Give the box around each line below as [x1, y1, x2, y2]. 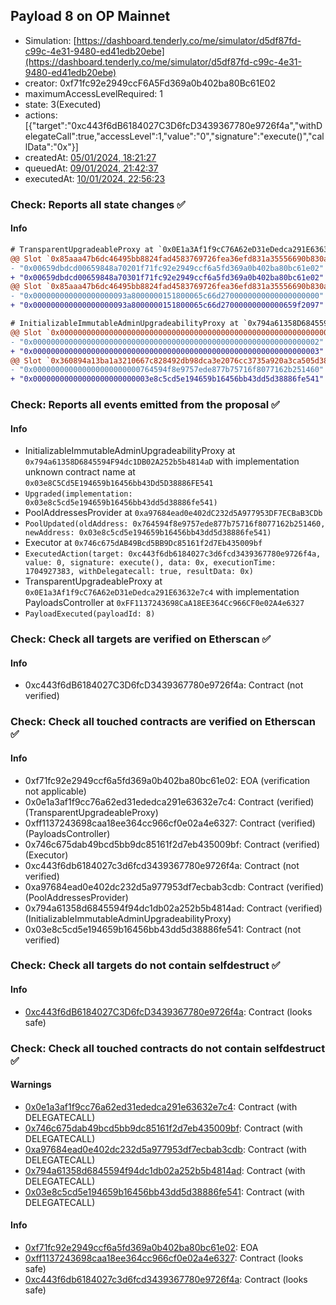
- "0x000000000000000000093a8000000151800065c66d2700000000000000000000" [10, 291, 325, 301]
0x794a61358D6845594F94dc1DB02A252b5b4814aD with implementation [24, 455, 300, 468]
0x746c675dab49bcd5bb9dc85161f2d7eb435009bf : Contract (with [24, 1122, 303, 1134]
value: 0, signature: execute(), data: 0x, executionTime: [24, 558, 277, 568]
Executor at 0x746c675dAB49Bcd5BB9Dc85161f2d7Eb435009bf [24, 537, 263, 549]
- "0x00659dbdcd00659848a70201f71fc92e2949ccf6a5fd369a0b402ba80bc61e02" [10, 263, 325, 273]
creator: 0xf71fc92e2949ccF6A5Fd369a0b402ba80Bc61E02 [24, 77, 276, 89]
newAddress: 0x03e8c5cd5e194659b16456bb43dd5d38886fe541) [24, 528, 272, 538]
